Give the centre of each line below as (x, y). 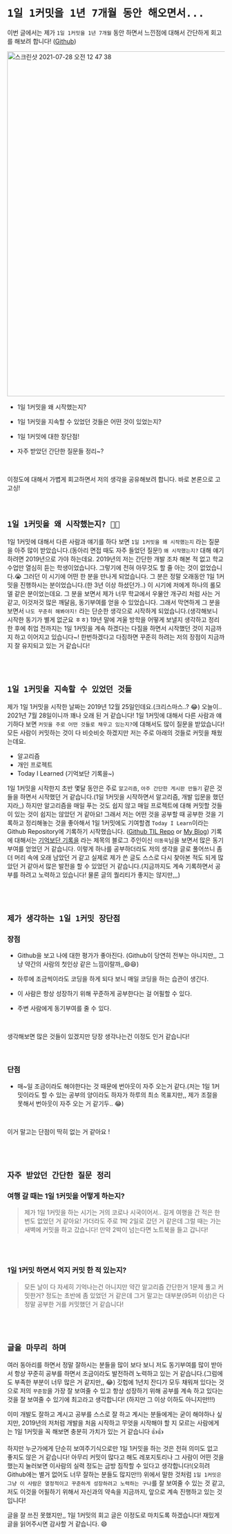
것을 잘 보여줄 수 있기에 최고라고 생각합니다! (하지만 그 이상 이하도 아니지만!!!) (111, 1400)
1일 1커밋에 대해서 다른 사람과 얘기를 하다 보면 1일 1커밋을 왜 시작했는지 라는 (107, 541)
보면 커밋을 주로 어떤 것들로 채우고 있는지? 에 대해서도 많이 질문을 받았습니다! (125, 724)
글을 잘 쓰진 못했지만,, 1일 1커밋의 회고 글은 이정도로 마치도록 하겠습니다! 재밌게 (113, 1515)
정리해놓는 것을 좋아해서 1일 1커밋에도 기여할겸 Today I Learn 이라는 (117, 823)
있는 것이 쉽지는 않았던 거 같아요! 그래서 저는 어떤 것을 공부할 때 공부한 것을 (115, 814)
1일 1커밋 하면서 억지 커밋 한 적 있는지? (67, 1271)
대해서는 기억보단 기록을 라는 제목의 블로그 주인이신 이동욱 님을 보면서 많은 (113, 840)
